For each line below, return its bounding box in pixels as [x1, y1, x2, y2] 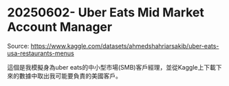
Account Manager [7, 19, 112, 35]
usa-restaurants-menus [7, 49, 74, 57]
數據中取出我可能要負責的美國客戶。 [19, 72, 122, 80]
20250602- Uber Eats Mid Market [7, 5, 205, 20]
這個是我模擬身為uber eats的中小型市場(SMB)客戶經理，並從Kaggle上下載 [7, 63, 217, 71]
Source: [7, 42, 30, 50]
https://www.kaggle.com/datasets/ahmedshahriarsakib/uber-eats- [30, 42, 219, 50]
